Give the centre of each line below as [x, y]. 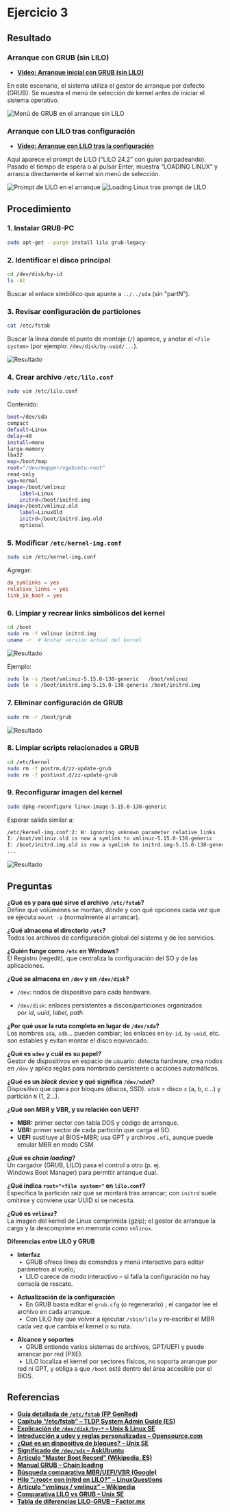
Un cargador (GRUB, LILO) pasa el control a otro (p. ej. [84, 1165]
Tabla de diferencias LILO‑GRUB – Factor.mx [81, 1501]
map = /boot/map [27, 462]
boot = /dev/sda [27, 417]
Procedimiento [39, 209]
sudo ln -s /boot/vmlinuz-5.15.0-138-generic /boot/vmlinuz [98, 679]
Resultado [29, 38]
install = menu [26, 442]
